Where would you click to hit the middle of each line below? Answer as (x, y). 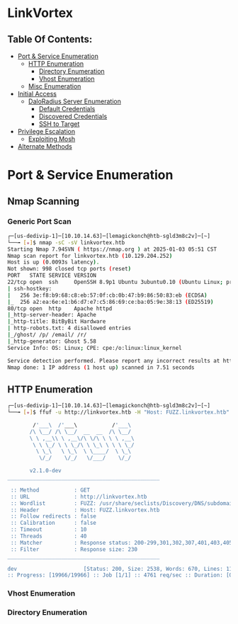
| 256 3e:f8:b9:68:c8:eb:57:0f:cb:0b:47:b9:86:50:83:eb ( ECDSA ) (107, 295)
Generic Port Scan (40, 221)
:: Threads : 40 (49, 536)
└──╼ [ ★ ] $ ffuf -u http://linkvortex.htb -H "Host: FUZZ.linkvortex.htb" (119, 412)
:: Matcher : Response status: (71, 543)
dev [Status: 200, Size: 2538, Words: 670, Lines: (115, 569)
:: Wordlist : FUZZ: (53, 503)
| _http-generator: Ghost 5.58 (52, 341)
